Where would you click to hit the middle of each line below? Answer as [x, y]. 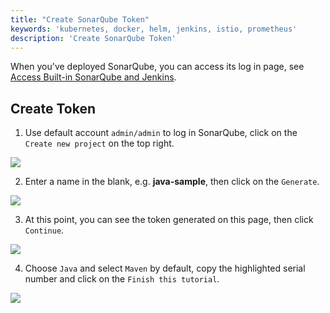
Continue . [44, 230]
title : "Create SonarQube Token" [80, 19]
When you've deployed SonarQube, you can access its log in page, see [157, 67]
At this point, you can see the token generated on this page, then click [169, 220]
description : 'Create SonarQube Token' [93, 38]
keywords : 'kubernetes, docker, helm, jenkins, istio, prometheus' [154, 29]
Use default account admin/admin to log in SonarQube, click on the [161, 133]
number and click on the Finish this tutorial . [122, 279]
